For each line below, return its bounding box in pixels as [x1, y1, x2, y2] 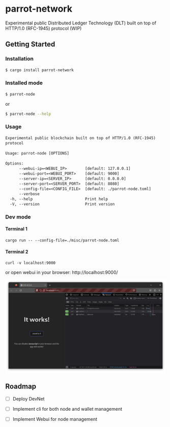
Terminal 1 [5, 226, 27, 232]
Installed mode [5, 79, 43, 86]
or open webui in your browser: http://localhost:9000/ [5, 269, 118, 276]
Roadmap [5, 382, 37, 391]
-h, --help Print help [10, 196, 108, 201]
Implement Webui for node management [12, 416, 98, 422]
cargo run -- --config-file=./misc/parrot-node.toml [5, 237, 120, 243]
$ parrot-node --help [5, 111, 51, 116]
